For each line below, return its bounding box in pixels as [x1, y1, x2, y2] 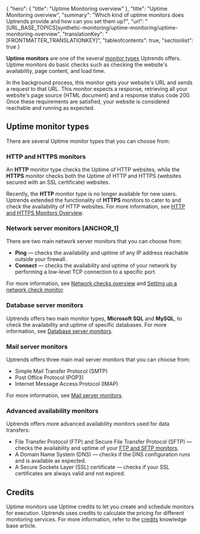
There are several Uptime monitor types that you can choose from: [6, 137, 170, 145]
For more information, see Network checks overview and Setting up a [6, 280, 177, 287]
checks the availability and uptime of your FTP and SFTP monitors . [14, 444, 179, 452]
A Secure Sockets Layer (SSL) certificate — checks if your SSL [14, 464, 170, 471]
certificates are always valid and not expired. [14, 470, 125, 477]
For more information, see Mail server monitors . [6, 392, 124, 399]
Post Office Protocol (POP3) [14, 374, 84, 381]
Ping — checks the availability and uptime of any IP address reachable [14, 249, 189, 256]
